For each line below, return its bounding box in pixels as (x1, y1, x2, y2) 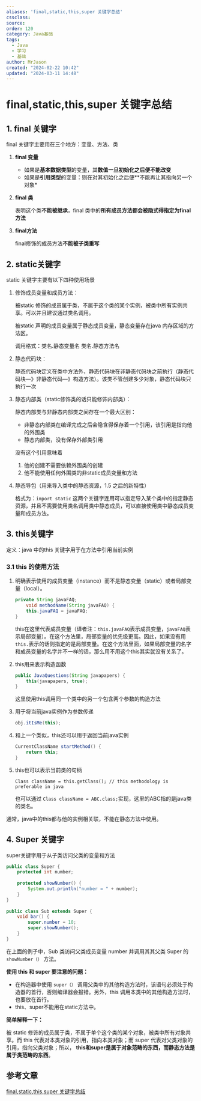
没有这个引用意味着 (14, 449, 63, 456)
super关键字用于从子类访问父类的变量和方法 (6, 851, 115, 859)
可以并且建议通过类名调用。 (25, 309, 94, 317)
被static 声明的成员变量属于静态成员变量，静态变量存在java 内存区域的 (14, 322, 189, 329)
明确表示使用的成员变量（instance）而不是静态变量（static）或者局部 (14, 577, 187, 584)
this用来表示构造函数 (14, 660, 67, 667)
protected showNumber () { (17, 881, 82, 887)
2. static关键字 (6, 259, 61, 269)
